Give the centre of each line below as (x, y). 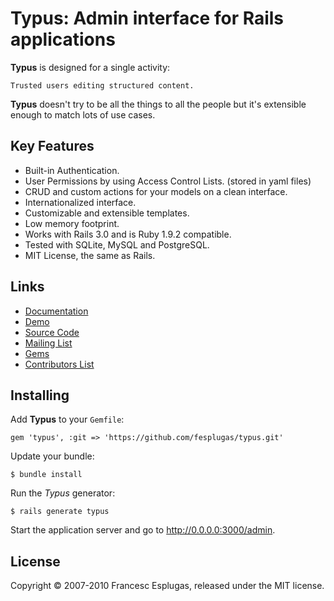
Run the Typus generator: (63, 493)
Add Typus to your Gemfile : (67, 419)
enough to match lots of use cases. (83, 114)
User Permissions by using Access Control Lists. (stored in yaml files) (168, 181)
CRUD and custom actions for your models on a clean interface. (156, 191)
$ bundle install (46, 475)
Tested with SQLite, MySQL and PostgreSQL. (117, 244)
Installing (40, 395)
